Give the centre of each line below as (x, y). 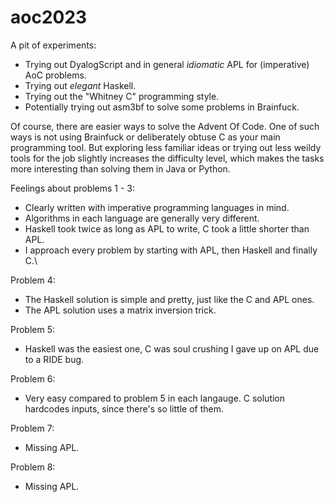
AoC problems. (55, 75)
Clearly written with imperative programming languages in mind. (157, 207)
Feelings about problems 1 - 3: (73, 188)
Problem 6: (33, 378)
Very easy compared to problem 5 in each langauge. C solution (155, 398)
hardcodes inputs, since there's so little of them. (124, 408)
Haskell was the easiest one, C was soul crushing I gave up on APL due (172, 348)
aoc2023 (49, 17)
